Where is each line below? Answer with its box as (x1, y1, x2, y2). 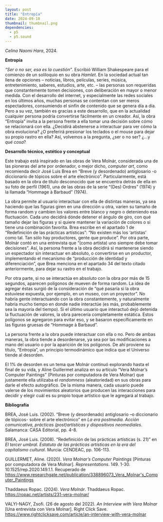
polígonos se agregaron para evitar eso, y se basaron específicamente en (5, 316, 153, 322)
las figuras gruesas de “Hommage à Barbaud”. (5, 322, 98, 328)
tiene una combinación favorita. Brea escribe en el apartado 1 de (5, 224, 135, 230)
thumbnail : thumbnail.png (5, 20, 57, 26)
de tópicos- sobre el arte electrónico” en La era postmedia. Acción (5, 416, 140, 422)
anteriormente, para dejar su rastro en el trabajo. (5, 266, 103, 271)
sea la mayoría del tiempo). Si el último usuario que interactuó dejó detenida (5, 306, 158, 312)
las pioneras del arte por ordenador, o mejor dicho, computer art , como (5, 163, 148, 169)
